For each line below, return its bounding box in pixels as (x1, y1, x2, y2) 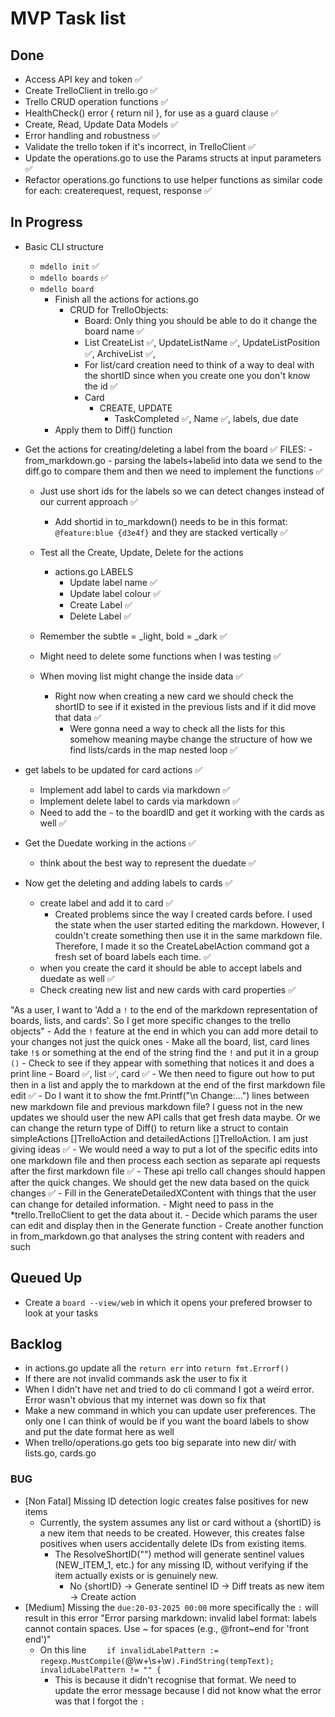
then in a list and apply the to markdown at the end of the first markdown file (10, 1078, 326, 1091)
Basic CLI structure (24, 240, 104, 252)
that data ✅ (54, 711, 102, 723)
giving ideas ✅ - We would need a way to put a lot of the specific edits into (10, 1143, 318, 1155)
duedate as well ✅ (39, 972, 115, 984)
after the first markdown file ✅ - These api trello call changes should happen (10, 1165, 326, 1177)
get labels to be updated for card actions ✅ (24, 763, 203, 776)
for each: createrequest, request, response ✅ (24, 185, 212, 196)
